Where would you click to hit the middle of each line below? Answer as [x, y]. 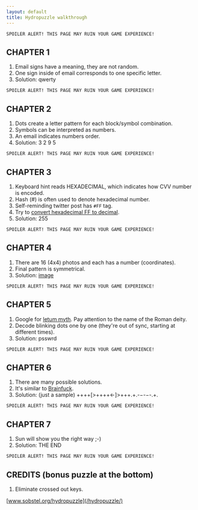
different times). [35, 332]
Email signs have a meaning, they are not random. [77, 67]
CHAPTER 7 [29, 424]
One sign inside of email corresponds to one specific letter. [88, 73]
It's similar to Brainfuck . [44, 389]
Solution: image [34, 275]
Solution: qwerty [35, 79]
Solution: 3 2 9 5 [35, 143]
